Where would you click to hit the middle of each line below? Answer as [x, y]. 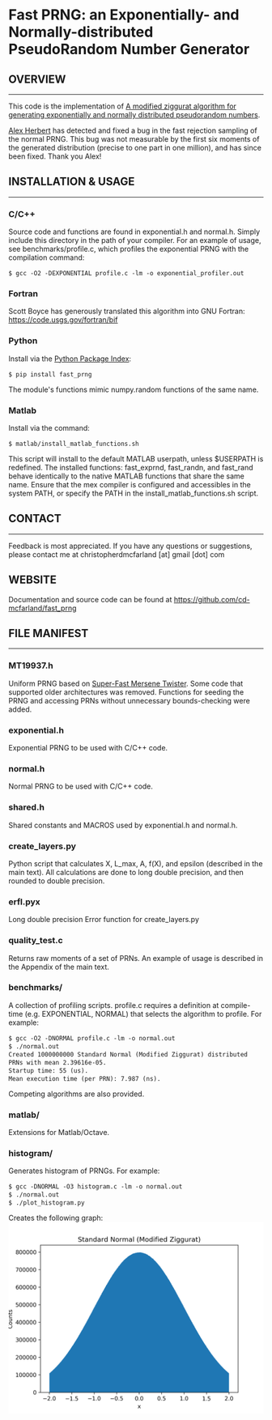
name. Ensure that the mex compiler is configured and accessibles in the [130, 485]
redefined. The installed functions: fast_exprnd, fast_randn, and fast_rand [131, 468]
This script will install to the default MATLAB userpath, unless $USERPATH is [136, 459]
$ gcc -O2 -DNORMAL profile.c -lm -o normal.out [92, 1038]
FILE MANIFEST [49, 633]
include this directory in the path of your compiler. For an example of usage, [135, 240]
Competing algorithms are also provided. [76, 1094]
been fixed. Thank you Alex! [55, 156]
